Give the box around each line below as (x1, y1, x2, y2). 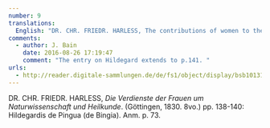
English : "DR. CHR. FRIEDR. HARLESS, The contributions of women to (15, 26, 250, 34)
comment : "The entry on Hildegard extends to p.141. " (22, 57, 211, 65)
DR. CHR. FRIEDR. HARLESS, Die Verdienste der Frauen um (8, 93, 204, 102)
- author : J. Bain (15, 42, 78, 50)
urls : (8, 64, 27, 72)
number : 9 (8, 11, 42, 20)
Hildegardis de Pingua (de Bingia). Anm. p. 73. (8, 110, 161, 120)
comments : (8, 34, 42, 42)
